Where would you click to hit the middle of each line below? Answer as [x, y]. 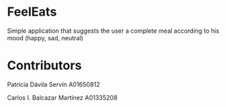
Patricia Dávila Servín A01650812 [54, 84]
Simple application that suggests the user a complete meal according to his [113, 31]
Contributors [45, 66]
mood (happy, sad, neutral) [45, 37]
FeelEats [32, 12]
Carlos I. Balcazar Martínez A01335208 [62, 97]
